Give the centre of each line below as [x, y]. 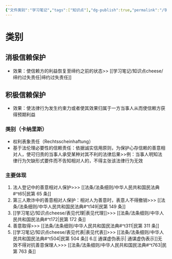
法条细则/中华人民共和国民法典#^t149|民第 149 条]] [72, 207]
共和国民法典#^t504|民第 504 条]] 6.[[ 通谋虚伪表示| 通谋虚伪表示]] [88, 238]
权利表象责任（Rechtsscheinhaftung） [53, 141]
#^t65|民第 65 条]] [32, 194]
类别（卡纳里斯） [26, 129]
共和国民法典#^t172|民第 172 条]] [51, 220]
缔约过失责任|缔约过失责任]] [42, 77]
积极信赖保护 [26, 95]
